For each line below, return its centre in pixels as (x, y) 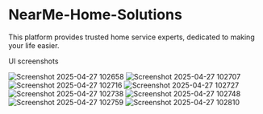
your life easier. (34, 45)
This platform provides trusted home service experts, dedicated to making (132, 37)
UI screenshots (33, 61)
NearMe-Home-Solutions (96, 15)
